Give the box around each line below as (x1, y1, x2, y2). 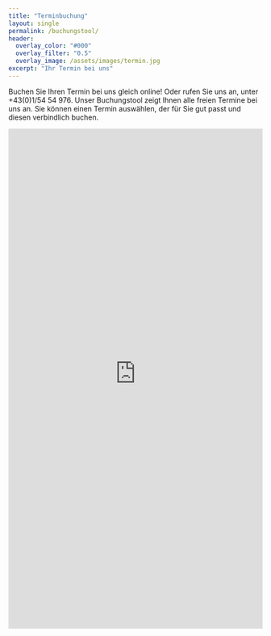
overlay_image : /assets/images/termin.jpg (15, 57, 161, 65)
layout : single (8, 19, 60, 27)
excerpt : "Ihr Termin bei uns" (8, 65, 114, 73)
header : (8, 34, 35, 43)
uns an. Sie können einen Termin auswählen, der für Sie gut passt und (8, 103, 242, 113)
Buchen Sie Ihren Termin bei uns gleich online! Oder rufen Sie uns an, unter (8, 86, 259, 96)
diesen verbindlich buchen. (8, 112, 99, 122)
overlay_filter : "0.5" (15, 49, 92, 57)
